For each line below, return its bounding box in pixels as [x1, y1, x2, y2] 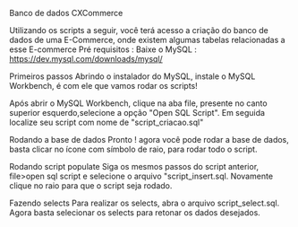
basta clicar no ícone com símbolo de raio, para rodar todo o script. [9, 144, 258, 154]
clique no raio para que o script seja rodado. [9, 180, 173, 191]
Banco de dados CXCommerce [9, 8, 123, 18]
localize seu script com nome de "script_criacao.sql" [9, 117, 204, 127]
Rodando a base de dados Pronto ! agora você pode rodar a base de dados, [9, 135, 289, 144]
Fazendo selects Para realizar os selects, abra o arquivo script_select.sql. [9, 197, 280, 208]
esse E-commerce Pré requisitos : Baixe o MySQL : [9, 44, 197, 55]
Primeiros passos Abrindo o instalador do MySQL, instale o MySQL [9, 71, 256, 82]
